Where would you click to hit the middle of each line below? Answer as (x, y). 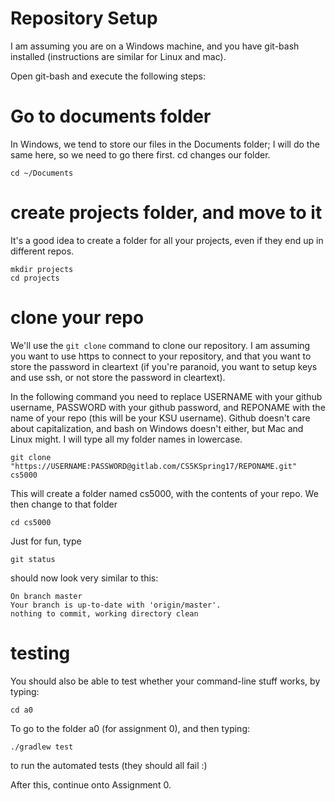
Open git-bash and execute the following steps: (108, 76)
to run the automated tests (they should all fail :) (109, 765)
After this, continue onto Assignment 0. (91, 784)
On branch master (46, 596)
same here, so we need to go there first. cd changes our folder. (140, 154)
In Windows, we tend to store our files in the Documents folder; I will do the (165, 144)
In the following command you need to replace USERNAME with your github (166, 396)
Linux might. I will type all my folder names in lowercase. (126, 439)
